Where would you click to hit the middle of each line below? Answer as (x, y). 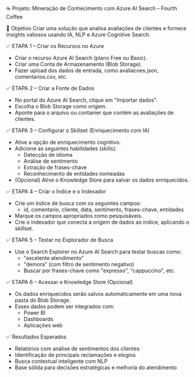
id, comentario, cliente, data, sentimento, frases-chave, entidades (104, 210)
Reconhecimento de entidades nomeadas (74, 174)
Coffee (14, 17)
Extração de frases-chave (55, 167)
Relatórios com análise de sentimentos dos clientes (77, 349)
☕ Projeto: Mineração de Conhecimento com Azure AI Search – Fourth (92, 8)
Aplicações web (43, 325)
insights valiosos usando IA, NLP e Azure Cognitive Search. (78, 35)
